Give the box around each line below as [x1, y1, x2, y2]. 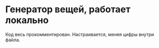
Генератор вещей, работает [5, 4, 131, 15]
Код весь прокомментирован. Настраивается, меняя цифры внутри [5, 31, 154, 37]
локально [5, 14, 49, 26]
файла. [5, 37, 21, 43]
